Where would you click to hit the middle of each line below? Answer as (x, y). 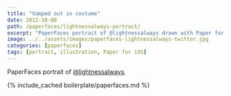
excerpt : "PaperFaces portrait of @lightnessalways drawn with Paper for (116, 33)
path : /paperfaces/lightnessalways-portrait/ (74, 26)
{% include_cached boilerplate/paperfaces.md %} (78, 85)
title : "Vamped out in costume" (54, 13)
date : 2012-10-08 (32, 20)
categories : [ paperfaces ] (44, 46)
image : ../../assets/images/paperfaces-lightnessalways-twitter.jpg (108, 39)
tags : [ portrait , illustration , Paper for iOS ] (77, 52)
